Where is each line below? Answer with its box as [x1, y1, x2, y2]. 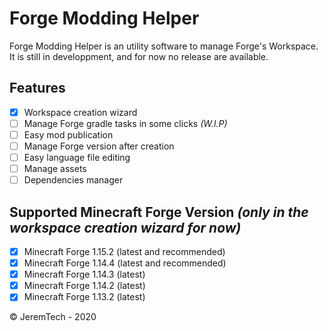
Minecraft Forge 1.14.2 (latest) [23, 280, 146, 292]
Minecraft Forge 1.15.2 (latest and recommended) [23, 246, 226, 257]
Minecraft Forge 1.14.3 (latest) [23, 268, 146, 281]
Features [9, 80, 66, 97]
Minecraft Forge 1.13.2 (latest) [23, 291, 146, 303]
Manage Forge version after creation [23, 140, 175, 152]
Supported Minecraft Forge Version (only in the [9, 203, 309, 221]
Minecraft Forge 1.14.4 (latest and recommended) [23, 257, 227, 269]
